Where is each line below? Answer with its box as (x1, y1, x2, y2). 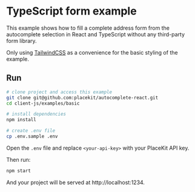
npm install (6, 117, 36, 123)
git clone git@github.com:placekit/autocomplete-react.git (6, 94, 159, 101)
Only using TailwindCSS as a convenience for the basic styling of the (6, 48, 178, 56)
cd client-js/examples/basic (6, 100, 80, 107)
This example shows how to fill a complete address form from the (6, 24, 170, 31)
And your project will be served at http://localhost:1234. (6, 179, 145, 186)
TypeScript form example (6, 4, 137, 18)
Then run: (6, 156, 31, 163)
